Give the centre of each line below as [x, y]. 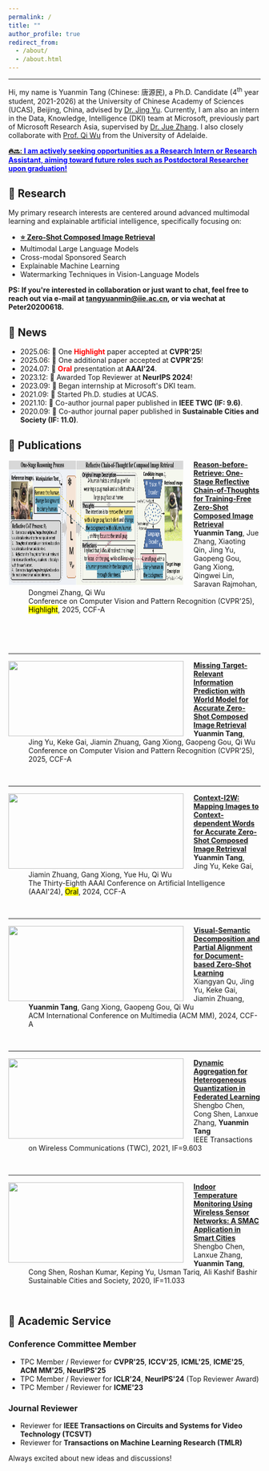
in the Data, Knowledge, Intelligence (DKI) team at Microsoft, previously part [134, 118]
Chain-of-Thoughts [227, 491]
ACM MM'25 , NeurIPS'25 [63, 1370]
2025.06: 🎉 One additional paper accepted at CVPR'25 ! [112, 361]
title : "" [25, 25]
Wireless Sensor [221, 1212]
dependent [212, 824]
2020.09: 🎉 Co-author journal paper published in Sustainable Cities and [139, 412]
